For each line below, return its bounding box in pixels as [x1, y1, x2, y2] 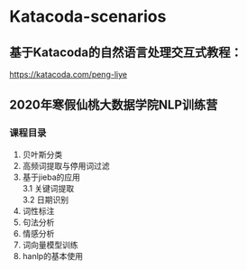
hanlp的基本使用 [22, 250, 84, 261]
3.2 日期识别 [22, 194, 69, 205]
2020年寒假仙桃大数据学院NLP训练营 [9, 98, 218, 113]
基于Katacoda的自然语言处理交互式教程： [9, 44, 242, 60]
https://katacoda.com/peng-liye [9, 70, 128, 79]
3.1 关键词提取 [22, 182, 75, 193]
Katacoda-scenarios [9, 6, 167, 27]
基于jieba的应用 [22, 172, 81, 182]
